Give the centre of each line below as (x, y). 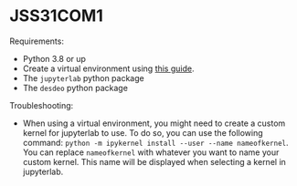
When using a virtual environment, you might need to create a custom (154, 123)
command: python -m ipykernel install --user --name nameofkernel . (156, 142)
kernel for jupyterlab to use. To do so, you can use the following (143, 132)
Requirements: (37, 41)
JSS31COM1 (56, 16)
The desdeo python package (75, 88)
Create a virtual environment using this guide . (108, 68)
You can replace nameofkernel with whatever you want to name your (151, 152)
